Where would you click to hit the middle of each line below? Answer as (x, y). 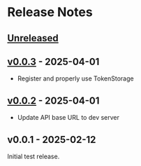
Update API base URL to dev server (68, 118)
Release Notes (50, 12)
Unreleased (33, 38)
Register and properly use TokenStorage (75, 78)
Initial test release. (34, 157)
